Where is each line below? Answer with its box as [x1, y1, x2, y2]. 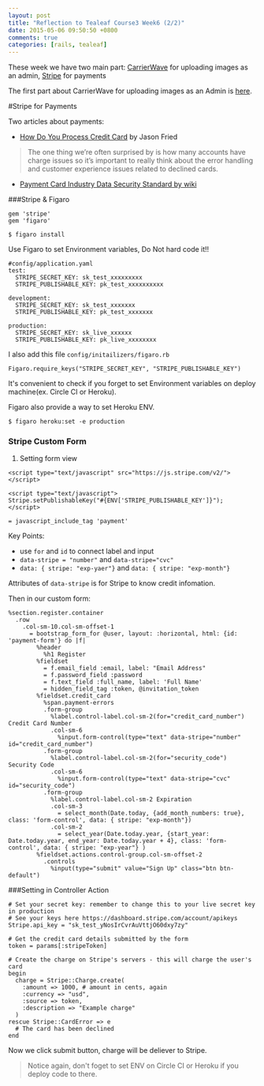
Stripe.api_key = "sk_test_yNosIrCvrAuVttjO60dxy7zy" [8, 921, 189, 930]
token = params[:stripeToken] [8, 942, 108, 950]
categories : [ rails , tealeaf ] [8, 41, 108, 49]
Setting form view [19, 454, 77, 463]
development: [8, 294, 51, 302]
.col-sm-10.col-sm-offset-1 [22, 623, 114, 631]
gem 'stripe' [8, 210, 51, 218]
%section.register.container [8, 609, 104, 617]
